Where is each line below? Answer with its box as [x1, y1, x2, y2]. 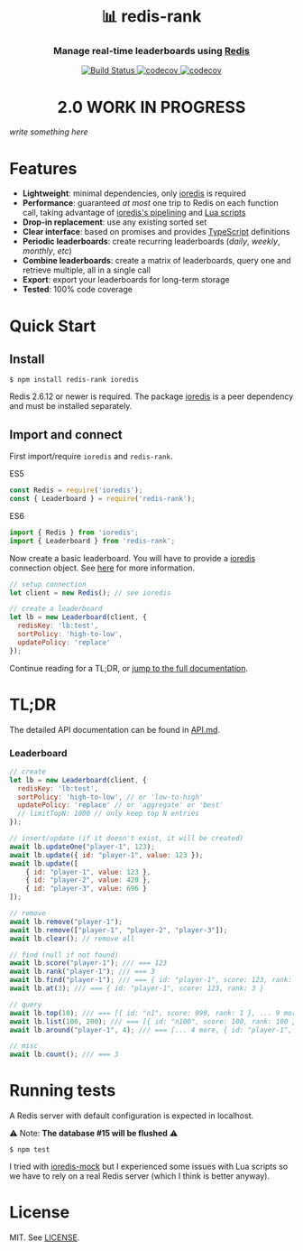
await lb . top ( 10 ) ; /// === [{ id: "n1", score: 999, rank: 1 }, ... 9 [9, 1008, 280, 1017]
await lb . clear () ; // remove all [9, 934, 135, 943]
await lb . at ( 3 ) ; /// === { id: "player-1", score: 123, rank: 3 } [9, 984, 264, 993]
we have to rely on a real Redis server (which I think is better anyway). [9, 1171, 271, 1181]
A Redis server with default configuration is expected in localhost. [9, 1110, 254, 1121]
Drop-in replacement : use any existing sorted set [22, 217, 207, 227]
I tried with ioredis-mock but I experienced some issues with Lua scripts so [9, 1161, 289, 1172]
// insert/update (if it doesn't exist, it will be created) [9, 834, 244, 843]
